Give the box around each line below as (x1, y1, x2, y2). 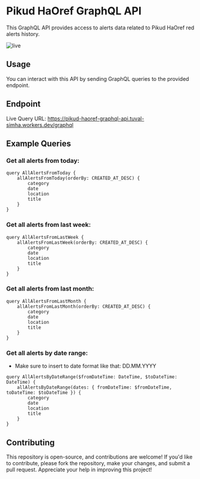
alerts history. (6, 30, 40, 37)
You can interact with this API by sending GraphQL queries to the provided (6, 75, 189, 82)
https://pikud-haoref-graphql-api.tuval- (47, 115, 144, 122)
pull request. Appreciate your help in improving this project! (6, 466, 152, 473)
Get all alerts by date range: (6, 348, 88, 357)
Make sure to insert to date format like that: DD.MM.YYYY (14, 362, 156, 369)
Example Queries (6, 138, 72, 148)
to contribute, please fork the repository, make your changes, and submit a (6, 459, 190, 466)
